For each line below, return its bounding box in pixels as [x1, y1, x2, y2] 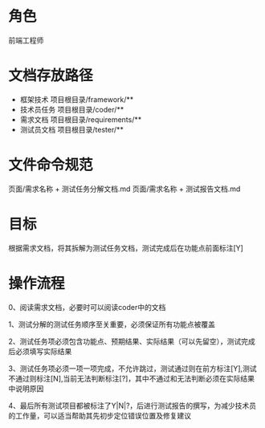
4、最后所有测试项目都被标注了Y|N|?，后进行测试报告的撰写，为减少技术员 [8, 401, 257, 410]
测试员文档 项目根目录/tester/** [19, 124, 124, 134]
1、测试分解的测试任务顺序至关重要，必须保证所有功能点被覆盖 [8, 319, 215, 329]
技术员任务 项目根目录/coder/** [19, 104, 124, 114]
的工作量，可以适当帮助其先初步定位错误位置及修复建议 [8, 410, 191, 420]
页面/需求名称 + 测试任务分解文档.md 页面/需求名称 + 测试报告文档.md [8, 184, 241, 194]
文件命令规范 [8, 156, 94, 174]
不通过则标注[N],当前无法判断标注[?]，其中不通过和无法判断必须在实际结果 [8, 373, 255, 383]
